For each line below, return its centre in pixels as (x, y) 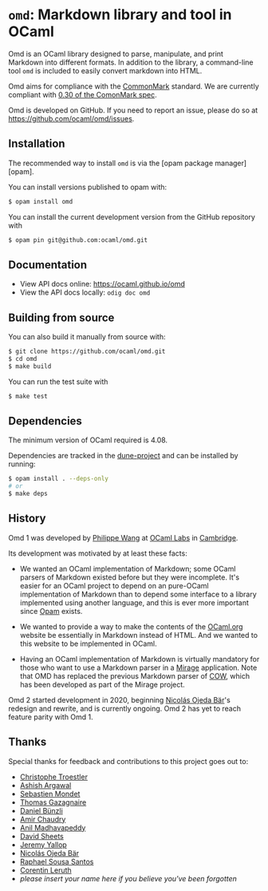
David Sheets (41, 836)
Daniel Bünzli (41, 810)
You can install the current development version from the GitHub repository (132, 216)
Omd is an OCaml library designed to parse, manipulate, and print (116, 53)
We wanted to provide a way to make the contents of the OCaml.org (131, 626)
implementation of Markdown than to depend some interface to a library (138, 594)
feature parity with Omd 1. (51, 717)
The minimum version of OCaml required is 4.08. (88, 440)
